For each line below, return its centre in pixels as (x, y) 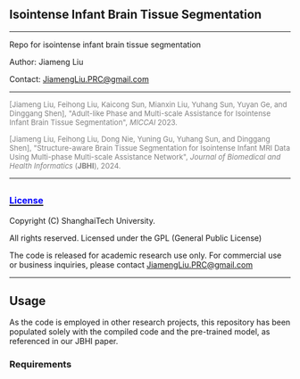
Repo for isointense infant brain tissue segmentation (105, 45)
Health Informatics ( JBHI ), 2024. (65, 165)
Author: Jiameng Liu (46, 62)
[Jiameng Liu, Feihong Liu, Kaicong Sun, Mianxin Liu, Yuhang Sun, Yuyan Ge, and (148, 104)
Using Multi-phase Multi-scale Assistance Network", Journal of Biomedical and (145, 157)
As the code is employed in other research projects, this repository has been (150, 322)
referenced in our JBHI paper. (64, 342)
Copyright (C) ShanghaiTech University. (83, 220)
